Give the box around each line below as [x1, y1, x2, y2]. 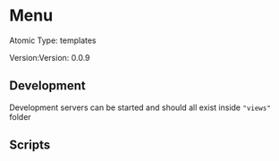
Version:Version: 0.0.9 [9, 52, 91, 63]
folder [9, 111, 31, 122]
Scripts [9, 138, 51, 153]
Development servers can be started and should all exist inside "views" [9, 102, 271, 113]
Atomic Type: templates [9, 35, 97, 46]
